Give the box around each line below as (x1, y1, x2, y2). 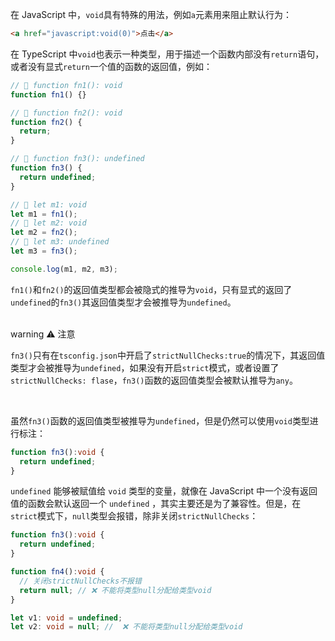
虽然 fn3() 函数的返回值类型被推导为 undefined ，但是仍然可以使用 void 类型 (10, 414, 310, 427)
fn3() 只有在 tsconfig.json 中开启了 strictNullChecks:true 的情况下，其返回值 (10, 349, 326, 361)
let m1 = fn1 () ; (10, 209, 78, 219)
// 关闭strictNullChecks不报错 (19, 576, 142, 586)
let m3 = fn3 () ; (10, 246, 78, 256)
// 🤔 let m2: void (10, 218, 87, 228)
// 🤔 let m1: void (10, 199, 87, 210)
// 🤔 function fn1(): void (10, 80, 123, 90)
